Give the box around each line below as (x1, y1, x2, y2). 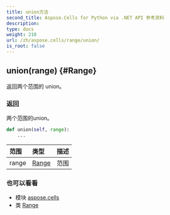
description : (6, 20, 40, 26)
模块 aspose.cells (15, 194, 59, 202)
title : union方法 (6, 9, 49, 15)
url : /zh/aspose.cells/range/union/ (6, 37, 100, 43)
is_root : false (6, 43, 45, 49)
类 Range (15, 202, 39, 209)
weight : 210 (6, 32, 37, 38)
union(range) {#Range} (6, 65, 97, 76)
